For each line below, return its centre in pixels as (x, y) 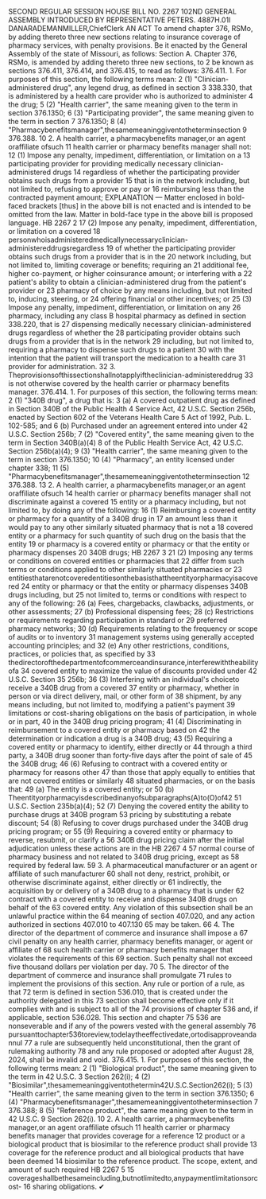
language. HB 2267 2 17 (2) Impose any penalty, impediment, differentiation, (133, 223)
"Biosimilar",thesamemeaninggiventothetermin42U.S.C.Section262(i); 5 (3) (130, 1085)
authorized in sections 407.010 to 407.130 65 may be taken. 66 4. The (121, 925)
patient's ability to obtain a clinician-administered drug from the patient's (127, 282)
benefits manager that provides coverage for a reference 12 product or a (127, 1136)
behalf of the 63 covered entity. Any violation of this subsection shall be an (131, 907)
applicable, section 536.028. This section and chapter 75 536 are (115, 1017)
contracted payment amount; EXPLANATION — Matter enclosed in (117, 197)
